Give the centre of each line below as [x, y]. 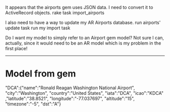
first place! [16, 48]
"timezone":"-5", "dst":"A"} [33, 104]
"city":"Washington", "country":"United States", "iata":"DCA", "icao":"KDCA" [84, 93]
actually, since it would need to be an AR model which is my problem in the [83, 43]
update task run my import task [38, 28]
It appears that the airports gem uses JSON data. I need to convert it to [79, 7]
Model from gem [40, 74]
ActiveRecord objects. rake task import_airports [55, 13]
